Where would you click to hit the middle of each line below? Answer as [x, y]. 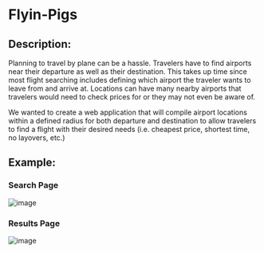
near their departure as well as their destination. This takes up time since [128, 72]
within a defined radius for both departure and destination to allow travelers [132, 121]
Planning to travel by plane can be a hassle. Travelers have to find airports [130, 63]
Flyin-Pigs [43, 15]
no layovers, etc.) [37, 138]
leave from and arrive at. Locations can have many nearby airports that [125, 88]
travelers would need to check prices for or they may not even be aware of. [132, 97]
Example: [32, 163]
